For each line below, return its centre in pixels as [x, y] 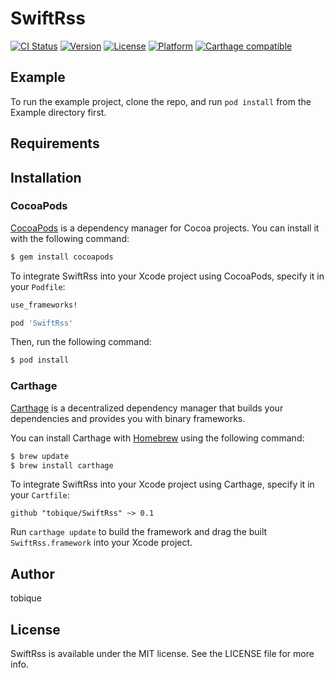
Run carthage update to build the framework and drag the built [139, 532]
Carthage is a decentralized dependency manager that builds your [147, 408]
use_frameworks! [44, 305]
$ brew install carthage [62, 465]
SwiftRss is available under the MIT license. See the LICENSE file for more [162, 653]
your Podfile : [38, 286]
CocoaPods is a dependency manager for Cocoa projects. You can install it [165, 228]
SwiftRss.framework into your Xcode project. [101, 543]
